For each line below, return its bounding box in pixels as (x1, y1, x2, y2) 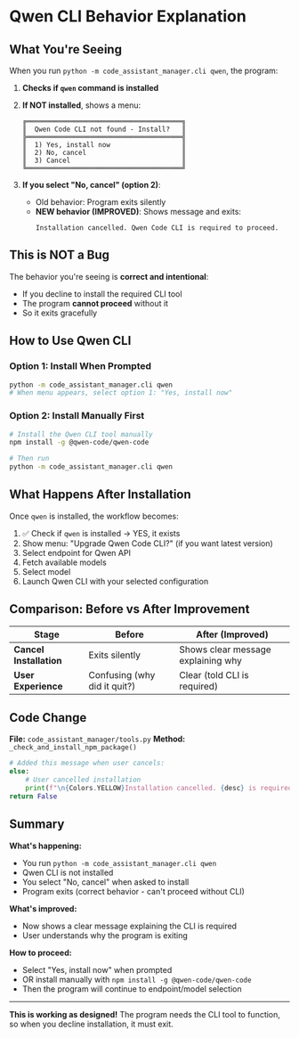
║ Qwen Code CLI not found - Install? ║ (21, 125, 187, 134)
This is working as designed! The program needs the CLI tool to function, (9, 1009, 280, 1019)
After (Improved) (195, 628, 269, 641)
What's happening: (9, 840, 82, 851)
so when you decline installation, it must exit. (9, 1018, 174, 1029)
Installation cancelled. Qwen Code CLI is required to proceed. (35, 224, 279, 233)
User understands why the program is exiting (21, 929, 189, 941)
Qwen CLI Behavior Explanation (9, 6, 246, 27)
